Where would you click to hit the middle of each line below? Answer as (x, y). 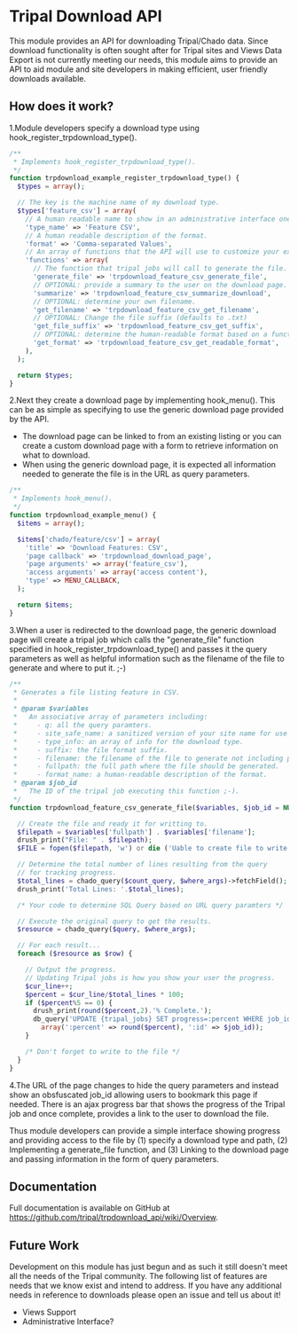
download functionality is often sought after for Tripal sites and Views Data (145, 50)
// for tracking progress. (67, 873)
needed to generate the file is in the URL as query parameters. (136, 474)
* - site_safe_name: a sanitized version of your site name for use (150, 734)
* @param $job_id (45, 783)
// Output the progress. (71, 969)
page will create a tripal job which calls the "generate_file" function (132, 640)
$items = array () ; (51, 523)
